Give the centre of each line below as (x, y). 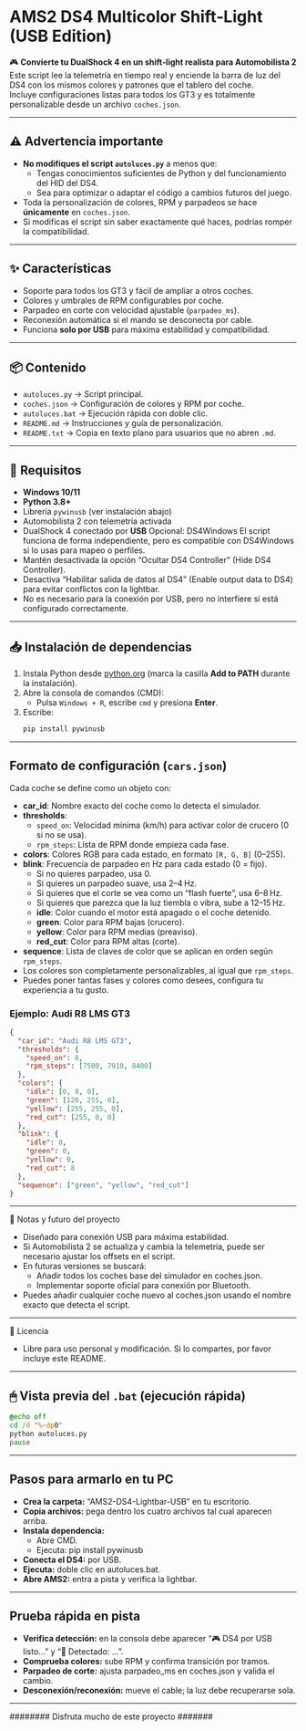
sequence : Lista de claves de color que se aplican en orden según (148, 951)
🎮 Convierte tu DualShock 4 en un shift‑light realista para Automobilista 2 (153, 62)
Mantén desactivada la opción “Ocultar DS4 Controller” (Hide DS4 (147, 560)
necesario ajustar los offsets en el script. (99, 1257)
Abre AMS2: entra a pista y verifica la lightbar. (110, 1579)
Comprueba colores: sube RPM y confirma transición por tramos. (146, 1662)
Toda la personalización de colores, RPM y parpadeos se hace (140, 202)
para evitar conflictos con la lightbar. (92, 589)
